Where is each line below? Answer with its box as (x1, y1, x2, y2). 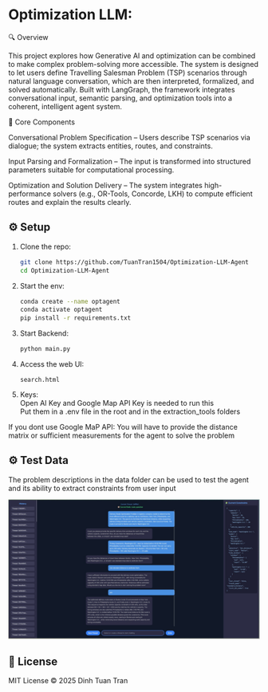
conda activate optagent (19, 305, 103, 314)
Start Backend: (19, 328, 69, 338)
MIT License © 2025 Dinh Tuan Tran (8, 676, 128, 686)
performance (8, 189, 52, 199)
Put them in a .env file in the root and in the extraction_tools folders (19, 407, 241, 416)
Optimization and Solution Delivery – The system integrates (8, 180, 203, 190)
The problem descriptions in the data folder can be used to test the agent (8, 474, 250, 484)
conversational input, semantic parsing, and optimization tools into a (8, 93, 233, 103)
